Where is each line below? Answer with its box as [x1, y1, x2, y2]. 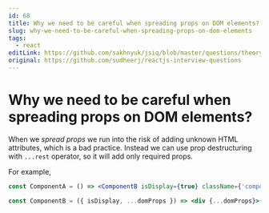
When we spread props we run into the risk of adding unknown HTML [8, 134, 239, 144]
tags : [8, 34, 26, 42]
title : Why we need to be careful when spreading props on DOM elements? [8, 19, 260, 27]
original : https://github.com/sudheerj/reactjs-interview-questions [8, 57, 242, 65]
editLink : [8, 49, 42, 57]
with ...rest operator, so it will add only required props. [8, 151, 194, 161]
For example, [8, 167, 52, 176]
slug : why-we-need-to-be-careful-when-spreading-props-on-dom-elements [8, 26, 252, 34]
